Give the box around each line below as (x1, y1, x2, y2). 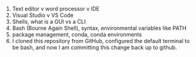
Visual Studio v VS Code (12, 12, 74, 19)
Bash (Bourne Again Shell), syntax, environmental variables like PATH (12, 24, 187, 32)
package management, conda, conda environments (12, 31, 142, 38)
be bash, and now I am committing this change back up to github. (12, 44, 177, 51)
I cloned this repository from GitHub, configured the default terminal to (12, 38, 191, 44)
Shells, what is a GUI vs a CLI (12, 18, 86, 25)
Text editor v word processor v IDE (12, 5, 100, 12)
